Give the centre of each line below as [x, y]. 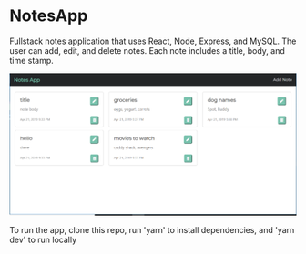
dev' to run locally [43, 239]
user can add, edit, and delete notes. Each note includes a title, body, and [147, 50]
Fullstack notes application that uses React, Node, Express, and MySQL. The [153, 41]
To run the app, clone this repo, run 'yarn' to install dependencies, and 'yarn [152, 229]
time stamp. [32, 60]
